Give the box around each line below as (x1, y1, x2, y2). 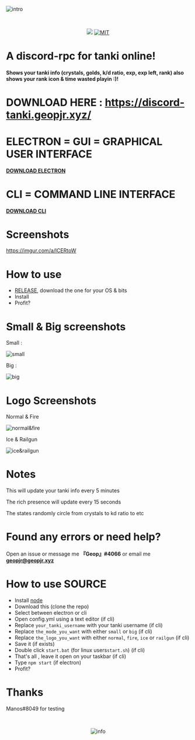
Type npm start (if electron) (14, 659, 82, 666)
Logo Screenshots (6, 394, 96, 407)
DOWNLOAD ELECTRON (6, 167, 66, 174)
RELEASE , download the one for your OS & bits (14, 287, 127, 294)
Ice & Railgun (6, 436, 38, 443)
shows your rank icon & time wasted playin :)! (6, 75, 119, 82)
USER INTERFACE (6, 148, 92, 161)
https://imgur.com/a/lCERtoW (6, 247, 77, 254)
